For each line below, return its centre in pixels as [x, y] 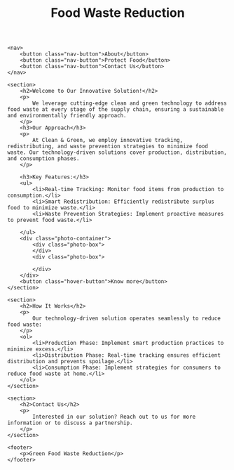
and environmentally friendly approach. [67, 116]
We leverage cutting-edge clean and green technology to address [130, 103]
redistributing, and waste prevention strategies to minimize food [108, 146]
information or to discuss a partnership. [70, 423]
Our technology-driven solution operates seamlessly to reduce [126, 319]
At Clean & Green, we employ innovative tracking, [108, 141]
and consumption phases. [43, 159]
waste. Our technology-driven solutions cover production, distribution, [117, 152]
